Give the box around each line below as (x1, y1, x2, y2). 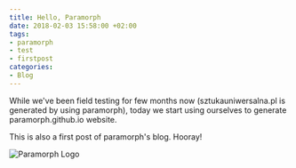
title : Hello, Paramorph (9, 12, 101, 22)
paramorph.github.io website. (9, 114, 117, 124)
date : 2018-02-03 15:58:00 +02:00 (9, 21, 138, 30)
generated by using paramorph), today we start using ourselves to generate (9, 104, 287, 116)
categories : (9, 63, 53, 72)
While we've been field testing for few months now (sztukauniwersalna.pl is (9, 95, 286, 106)
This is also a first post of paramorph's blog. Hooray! (9, 131, 203, 142)
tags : (9, 29, 29, 38)
